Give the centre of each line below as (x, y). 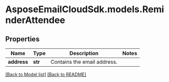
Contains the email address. (84, 62)
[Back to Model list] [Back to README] (46, 74)
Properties (22, 39)
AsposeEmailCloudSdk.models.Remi (85, 9)
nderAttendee (35, 20)
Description (84, 53)
